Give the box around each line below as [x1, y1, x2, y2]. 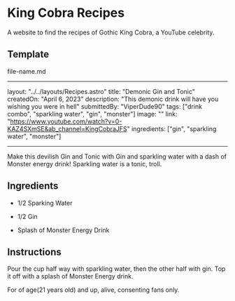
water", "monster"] [7, 132, 62, 140]
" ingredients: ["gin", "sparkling [127, 124, 217, 133]
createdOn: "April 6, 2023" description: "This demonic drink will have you [7, 95, 219, 103]
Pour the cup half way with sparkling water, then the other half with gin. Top [7, 265, 226, 273]
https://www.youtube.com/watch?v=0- [10, 117, 122, 126]
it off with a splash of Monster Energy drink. [7, 272, 134, 281]
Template [7, 48, 50, 60]
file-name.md [7, 67, 46, 75]
